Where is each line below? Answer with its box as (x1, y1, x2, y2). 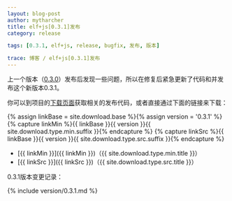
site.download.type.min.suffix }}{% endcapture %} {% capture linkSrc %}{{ (7, 127, 224, 135)
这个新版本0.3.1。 (13, 84, 63, 91)
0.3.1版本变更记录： (7, 172, 63, 181)
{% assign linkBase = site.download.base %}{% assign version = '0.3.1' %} (7, 112, 223, 121)
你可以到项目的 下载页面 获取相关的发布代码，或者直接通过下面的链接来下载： (7, 98, 228, 107)
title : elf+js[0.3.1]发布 (7, 23, 80, 30)
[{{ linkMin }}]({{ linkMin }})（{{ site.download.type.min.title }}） (17, 149, 201, 157)
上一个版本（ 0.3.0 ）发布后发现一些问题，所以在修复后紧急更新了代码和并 (7, 75, 218, 83)
